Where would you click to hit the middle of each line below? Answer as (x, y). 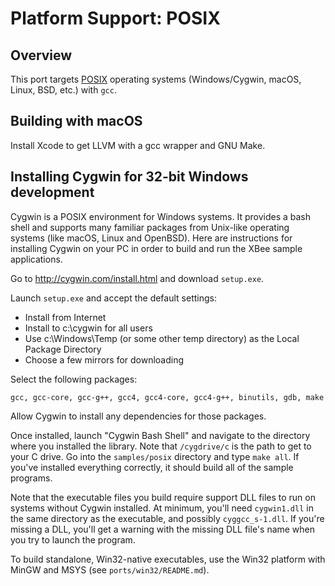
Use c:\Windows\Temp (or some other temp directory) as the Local (162, 338)
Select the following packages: (74, 379)
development (52, 192)
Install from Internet (65, 317)
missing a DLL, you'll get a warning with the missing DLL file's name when (163, 529)
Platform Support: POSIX (115, 18)
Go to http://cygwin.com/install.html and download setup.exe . (137, 278)
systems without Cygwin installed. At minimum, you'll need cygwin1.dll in (162, 508)
